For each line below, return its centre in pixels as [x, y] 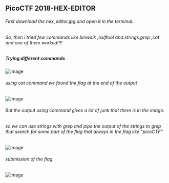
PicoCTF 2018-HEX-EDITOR [50, 8]
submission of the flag [29, 159]
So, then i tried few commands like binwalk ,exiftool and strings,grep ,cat [82, 37]
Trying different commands [35, 59]
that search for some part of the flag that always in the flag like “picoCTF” [84, 132]
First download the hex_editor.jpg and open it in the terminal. [69, 21]
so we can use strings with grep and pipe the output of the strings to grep [83, 126]
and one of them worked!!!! [34, 42]
